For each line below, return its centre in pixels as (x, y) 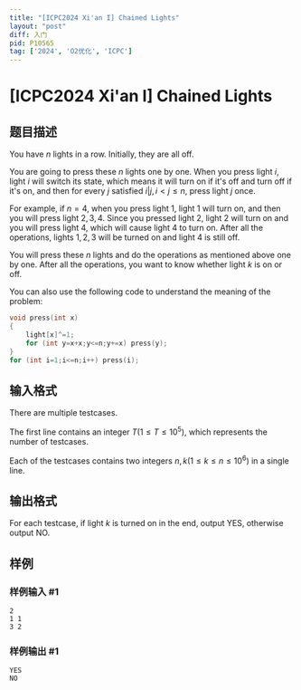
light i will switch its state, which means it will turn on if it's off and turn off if (150, 181)
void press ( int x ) (44, 318)
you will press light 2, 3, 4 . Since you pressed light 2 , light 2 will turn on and (149, 218)
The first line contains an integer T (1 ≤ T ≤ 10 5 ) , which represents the (139, 431)
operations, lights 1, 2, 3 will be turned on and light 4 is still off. (125, 237)
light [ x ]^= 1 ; (50, 335)
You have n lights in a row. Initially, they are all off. (102, 154)
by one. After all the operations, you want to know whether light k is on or (146, 264)
